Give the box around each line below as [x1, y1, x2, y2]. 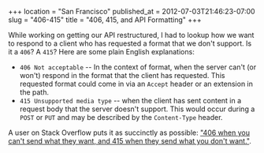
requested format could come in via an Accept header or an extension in [19, 79, 254, 88]
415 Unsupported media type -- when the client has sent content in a [19, 96, 242, 105]
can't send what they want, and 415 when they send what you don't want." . [8, 136, 252, 145]
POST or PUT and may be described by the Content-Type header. [19, 113, 223, 121]
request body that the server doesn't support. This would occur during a [19, 104, 255, 114]
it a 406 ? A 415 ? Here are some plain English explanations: [8, 47, 195, 56]
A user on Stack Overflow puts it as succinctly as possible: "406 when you [8, 128, 251, 137]
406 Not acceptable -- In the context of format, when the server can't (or [19, 62, 257, 72]
